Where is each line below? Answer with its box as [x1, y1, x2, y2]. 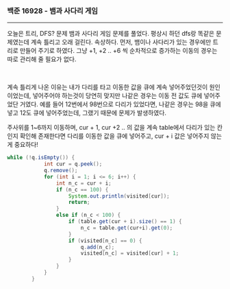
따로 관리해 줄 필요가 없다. [7, 55, 77, 63]
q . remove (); [43, 167, 78, 174]
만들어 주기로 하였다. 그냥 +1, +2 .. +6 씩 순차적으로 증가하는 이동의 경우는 [19, 47, 218, 55]
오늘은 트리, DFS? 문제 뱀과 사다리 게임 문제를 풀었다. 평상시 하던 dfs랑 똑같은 [7, 30, 215, 38]
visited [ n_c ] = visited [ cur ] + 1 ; [80, 250, 179, 257]
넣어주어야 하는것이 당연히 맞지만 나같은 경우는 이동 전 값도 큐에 [32, 91, 203, 100]
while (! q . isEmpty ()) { [7, 154, 75, 161]
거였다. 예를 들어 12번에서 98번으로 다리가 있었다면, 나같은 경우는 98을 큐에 [19, 100, 221, 108]
